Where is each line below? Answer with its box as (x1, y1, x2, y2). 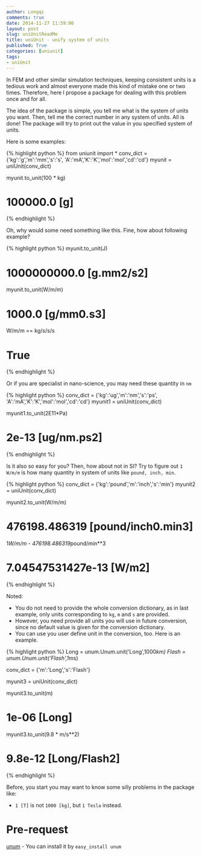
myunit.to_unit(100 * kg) (6, 174, 66, 181)
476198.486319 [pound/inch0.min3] (6, 520, 194, 534)
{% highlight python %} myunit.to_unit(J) (6, 245, 108, 252)
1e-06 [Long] (6, 711, 72, 724)
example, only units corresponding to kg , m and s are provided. (14, 611, 170, 618)
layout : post (6, 25, 39, 32)
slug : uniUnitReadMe (6, 31, 58, 37)
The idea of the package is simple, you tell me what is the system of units (6, 107, 189, 114)
